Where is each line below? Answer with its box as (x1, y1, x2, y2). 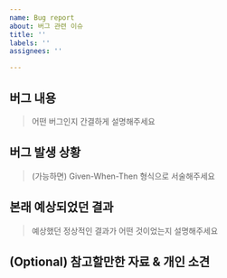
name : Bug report (9, 13, 75, 23)
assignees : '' (9, 47, 63, 56)
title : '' (9, 30, 47, 39)
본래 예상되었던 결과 (9, 199, 114, 215)
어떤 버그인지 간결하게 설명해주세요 (31, 116, 156, 126)
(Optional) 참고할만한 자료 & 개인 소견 (9, 254, 211, 269)
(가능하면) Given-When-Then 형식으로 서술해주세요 (31, 171, 215, 181)
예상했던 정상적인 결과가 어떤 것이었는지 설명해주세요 (31, 225, 219, 236)
